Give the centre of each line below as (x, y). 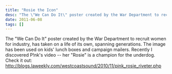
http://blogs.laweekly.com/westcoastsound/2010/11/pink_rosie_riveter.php (83, 66)
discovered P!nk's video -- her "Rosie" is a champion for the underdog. (80, 55)
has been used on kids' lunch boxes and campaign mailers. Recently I (79, 50)
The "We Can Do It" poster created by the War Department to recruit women (86, 39)
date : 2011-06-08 (24, 19)
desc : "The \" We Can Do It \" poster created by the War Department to (82, 15)
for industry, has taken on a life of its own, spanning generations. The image (85, 44)
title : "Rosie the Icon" (32, 10)
